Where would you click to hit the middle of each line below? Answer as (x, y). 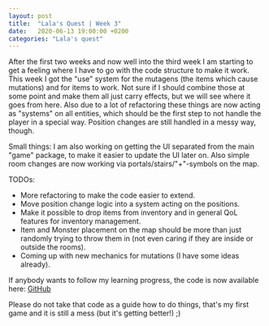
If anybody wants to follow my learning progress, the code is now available (134, 280)
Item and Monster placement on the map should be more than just (131, 230)
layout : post (30, 16)
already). (35, 264)
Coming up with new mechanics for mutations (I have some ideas (130, 256)
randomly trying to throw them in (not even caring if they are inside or (137, 239)
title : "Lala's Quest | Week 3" (65, 24)
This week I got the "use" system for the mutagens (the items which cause (133, 79)
